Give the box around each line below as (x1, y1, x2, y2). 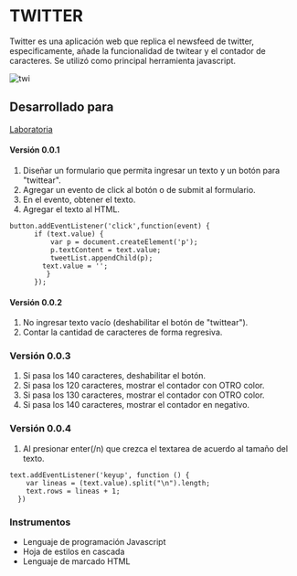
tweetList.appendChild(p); (49, 253, 154, 262)
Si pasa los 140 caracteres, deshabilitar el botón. (22, 370, 207, 381)
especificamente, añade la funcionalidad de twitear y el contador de (9, 45, 267, 56)
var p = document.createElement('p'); (49, 237, 198, 247)
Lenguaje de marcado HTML (22, 556, 131, 567)
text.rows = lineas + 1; (26, 486, 121, 496)
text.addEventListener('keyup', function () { (9, 470, 190, 480)
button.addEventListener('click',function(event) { (9, 221, 210, 230)
